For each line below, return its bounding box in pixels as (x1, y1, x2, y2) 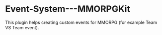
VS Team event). (5, 24, 39, 30)
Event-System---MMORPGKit (5, 3, 131, 15)
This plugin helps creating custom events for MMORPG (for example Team (5, 19, 158, 25)
